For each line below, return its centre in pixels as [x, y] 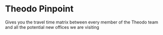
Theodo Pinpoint [39, 9]
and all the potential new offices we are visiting [52, 27]
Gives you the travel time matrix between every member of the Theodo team [82, 22]
